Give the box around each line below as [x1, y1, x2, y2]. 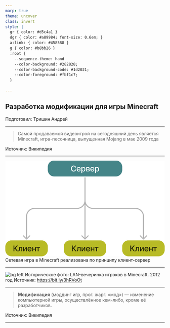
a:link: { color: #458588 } [10, 41, 69, 46]
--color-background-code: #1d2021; [14, 67, 90, 72]
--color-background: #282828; [14, 61, 78, 67]
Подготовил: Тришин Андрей [5, 116, 68, 122]
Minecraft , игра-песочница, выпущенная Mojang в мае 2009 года [17, 136, 159, 142]
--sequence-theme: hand [14, 56, 65, 61]
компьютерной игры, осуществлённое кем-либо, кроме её [17, 297, 146, 303]
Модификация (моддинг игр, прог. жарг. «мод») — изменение [17, 291, 154, 298]
